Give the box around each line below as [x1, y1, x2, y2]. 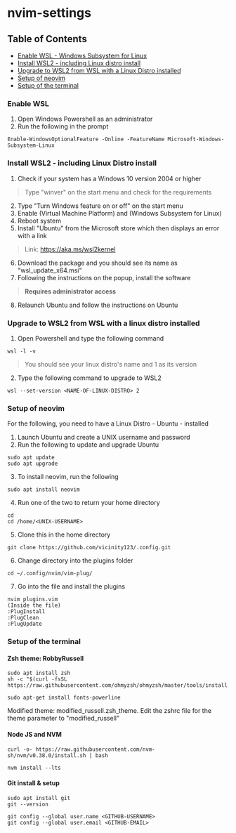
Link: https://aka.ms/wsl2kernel [24, 244, 116, 254]
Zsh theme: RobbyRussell [7, 654, 84, 662]
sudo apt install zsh [7, 669, 71, 677]
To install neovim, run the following [17, 473, 119, 481]
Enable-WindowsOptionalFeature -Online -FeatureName [7, 136, 165, 143]
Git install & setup [7, 779, 60, 787]
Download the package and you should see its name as [17, 258, 178, 267]
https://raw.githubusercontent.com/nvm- [35, 746, 156, 753]
